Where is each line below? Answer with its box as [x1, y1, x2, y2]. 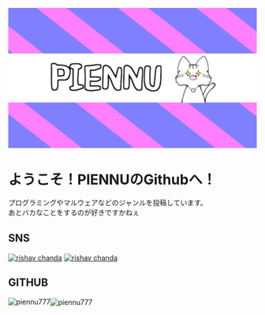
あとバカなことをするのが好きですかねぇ [8, 208, 140, 217]
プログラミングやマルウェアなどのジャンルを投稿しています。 [8, 198, 207, 208]
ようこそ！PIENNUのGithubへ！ [8, 171, 217, 189]
